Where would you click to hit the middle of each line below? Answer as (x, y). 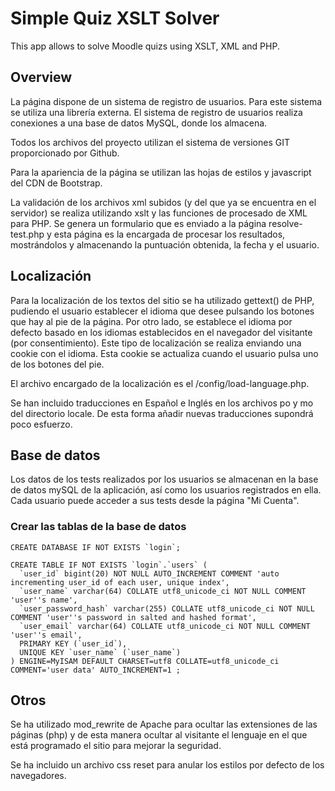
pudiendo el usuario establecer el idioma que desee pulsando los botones (162, 311)
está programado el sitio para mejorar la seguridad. (116, 746)
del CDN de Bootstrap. (56, 183)
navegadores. (38, 776)
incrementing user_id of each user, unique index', (120, 582)
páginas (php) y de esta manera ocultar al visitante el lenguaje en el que (159, 735)
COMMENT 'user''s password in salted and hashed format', (133, 617)
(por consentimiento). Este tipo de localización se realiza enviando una (156, 343)
